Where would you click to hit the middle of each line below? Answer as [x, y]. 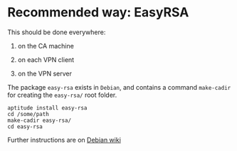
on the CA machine [46, 46]
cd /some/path [28, 114]
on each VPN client [46, 59]
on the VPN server [45, 73]
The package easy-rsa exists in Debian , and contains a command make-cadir [119, 87]
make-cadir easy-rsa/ [39, 120]
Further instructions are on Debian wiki [64, 140]
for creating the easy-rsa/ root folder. [62, 95]
